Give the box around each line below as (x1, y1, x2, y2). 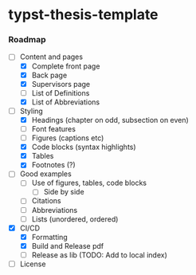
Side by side (43, 187, 85, 197)
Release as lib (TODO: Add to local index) (31, 249, 167, 260)
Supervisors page (31, 79, 91, 88)
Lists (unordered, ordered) (31, 214, 119, 224)
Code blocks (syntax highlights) (31, 142, 137, 152)
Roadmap (8, 34, 46, 45)
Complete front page (31, 61, 100, 71)
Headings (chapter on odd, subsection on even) (31, 115, 189, 124)
